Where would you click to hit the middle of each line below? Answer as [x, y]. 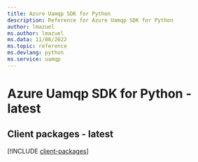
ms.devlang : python [36, 53]
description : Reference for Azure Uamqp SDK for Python [90, 20]
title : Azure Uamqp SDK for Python [59, 14]
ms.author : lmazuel [36, 33]
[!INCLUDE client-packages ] [48, 151]
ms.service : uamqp [34, 59]
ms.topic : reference [37, 46]
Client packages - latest [61, 134]
